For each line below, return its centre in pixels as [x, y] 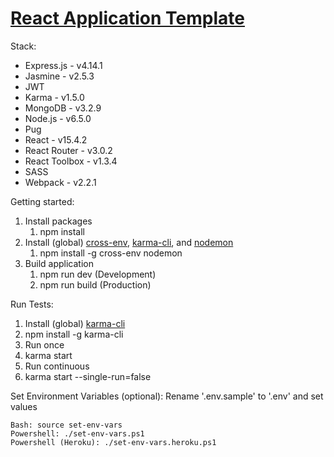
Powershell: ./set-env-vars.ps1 [77, 433]
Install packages [58, 221]
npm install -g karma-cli [74, 334]
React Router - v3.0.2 [68, 150]
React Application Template [127, 18]
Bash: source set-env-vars [66, 425]
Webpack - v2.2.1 [60, 182]
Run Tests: [32, 304]
